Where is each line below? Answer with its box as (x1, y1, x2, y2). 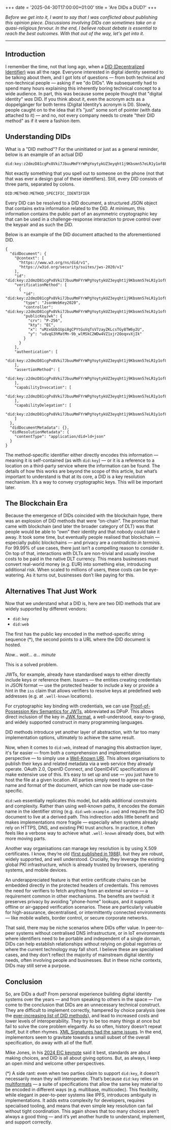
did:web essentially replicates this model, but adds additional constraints (5, 798, 157, 804)
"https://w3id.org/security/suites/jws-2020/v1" (18, 265, 124, 270)
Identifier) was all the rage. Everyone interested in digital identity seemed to (5, 69, 164, 75)
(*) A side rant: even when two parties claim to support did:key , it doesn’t (5, 1070, 159, 1076)
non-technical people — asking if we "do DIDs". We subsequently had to (5, 80, 157, 86)
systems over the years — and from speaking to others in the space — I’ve (5, 996, 162, 1003)
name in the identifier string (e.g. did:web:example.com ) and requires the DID (5, 808, 164, 814)
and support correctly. (5, 1119, 52, 1125)
